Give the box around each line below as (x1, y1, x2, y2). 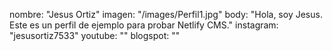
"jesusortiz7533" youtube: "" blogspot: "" (9, 30, 181, 41)
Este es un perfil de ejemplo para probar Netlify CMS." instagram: (9, 19, 279, 31)
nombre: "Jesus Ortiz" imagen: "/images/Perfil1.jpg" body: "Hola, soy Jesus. (9, 9, 323, 20)
